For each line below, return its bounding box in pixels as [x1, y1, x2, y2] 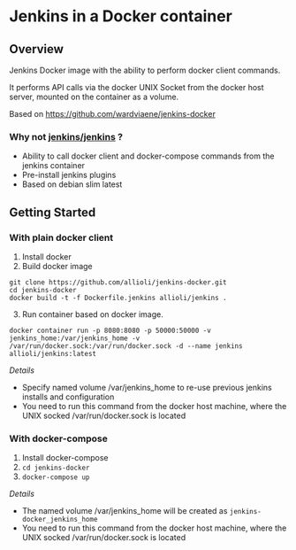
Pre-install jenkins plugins [21, 170, 117, 181]
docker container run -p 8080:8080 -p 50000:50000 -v [9, 326, 212, 335]
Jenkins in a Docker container [9, 6, 232, 27]
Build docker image [21, 260, 93, 271]
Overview [9, 42, 65, 57]
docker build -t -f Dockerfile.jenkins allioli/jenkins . [9, 293, 227, 302]
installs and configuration [21, 391, 115, 402]
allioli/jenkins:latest [9, 349, 97, 358]
